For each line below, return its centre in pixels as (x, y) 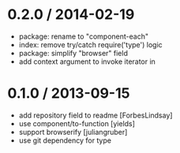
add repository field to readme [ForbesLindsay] (96, 115)
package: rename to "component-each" (84, 36)
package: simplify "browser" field (73, 53)
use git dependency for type (65, 140)
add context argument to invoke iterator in (87, 62)
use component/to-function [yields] (77, 123)
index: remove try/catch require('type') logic (90, 44)
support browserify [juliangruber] (73, 132)
